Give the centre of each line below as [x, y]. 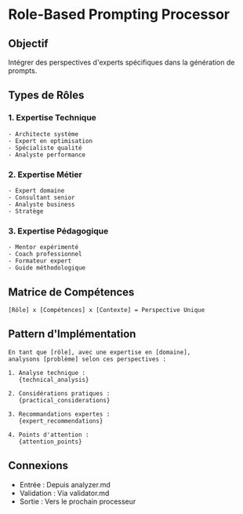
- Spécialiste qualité [45, 148]
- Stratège [26, 211]
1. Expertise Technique [52, 118]
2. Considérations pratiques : [59, 393]
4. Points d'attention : [49, 435]
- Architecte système [44, 134]
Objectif [28, 44]
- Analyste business [42, 204]
